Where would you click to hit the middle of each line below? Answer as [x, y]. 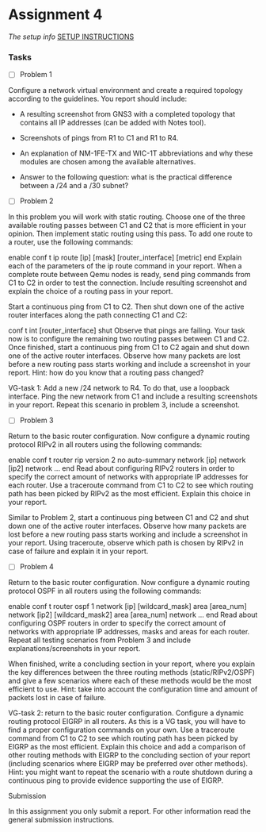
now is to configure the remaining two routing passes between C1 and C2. [129, 339]
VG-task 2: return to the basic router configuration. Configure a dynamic [126, 713]
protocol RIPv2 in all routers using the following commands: [105, 445]
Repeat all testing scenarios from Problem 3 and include [100, 640]
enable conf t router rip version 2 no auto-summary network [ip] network [127, 460]
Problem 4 [36, 567]
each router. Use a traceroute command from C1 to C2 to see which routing [131, 485]
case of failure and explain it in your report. [78, 551]
